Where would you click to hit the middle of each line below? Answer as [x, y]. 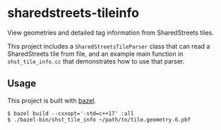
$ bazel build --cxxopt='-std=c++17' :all [71, 113]
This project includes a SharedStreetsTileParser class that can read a [109, 46]
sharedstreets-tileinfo [73, 13]
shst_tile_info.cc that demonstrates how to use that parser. [96, 61]
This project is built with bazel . [52, 100]
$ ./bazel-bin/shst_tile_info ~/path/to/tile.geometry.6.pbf [99, 119]
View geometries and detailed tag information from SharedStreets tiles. [110, 32]
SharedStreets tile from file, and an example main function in [95, 54]
